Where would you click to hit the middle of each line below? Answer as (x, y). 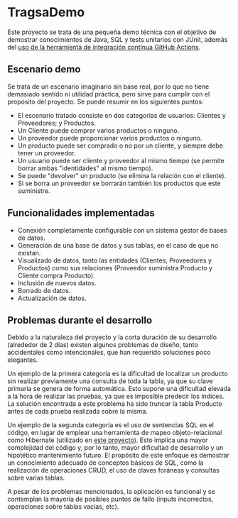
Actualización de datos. (52, 298)
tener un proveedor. (47, 153)
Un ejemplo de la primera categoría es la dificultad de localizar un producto (118, 374)
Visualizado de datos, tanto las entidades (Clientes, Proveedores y (114, 260)
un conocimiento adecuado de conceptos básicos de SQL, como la (106, 463)
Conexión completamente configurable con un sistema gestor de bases (122, 230)
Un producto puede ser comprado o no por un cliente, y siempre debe (120, 145)
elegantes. (23, 360)
